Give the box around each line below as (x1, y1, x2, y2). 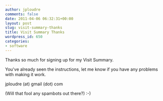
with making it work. (5, 71, 46, 77)
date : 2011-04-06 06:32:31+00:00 (5, 16, 74, 21)
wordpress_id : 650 (5, 35, 43, 40)
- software (5, 43, 27, 48)
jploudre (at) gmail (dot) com (5, 81, 63, 87)
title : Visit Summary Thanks (5, 30, 65, 35)
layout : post (5, 20, 32, 26)
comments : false (5, 12, 38, 17)
